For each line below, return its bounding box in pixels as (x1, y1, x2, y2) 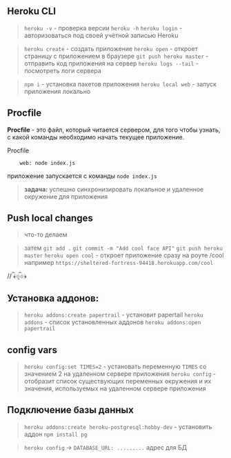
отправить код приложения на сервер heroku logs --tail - (23, 59, 199, 68)
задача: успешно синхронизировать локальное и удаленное (23, 185, 204, 193)
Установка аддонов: (7, 292, 99, 304)
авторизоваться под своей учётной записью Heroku (23, 31, 179, 39)
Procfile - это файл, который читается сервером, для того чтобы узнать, (7, 126, 221, 134)
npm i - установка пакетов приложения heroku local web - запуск (23, 79, 217, 88)
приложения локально (23, 87, 91, 95)
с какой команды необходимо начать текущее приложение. (7, 132, 185, 141)
